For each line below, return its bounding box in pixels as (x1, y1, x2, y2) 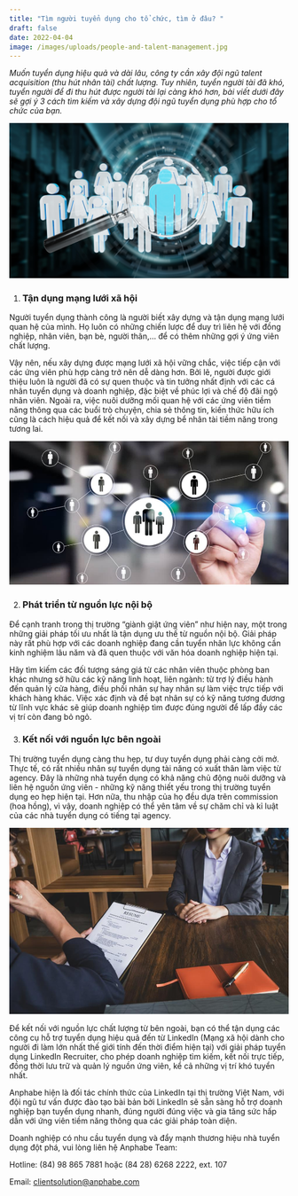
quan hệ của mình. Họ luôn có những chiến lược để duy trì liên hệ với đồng (9, 322, 282, 332)
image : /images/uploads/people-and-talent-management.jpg (9, 43, 228, 51)
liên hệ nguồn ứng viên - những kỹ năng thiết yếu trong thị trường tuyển (9, 781, 271, 793)
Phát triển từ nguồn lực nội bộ (21, 598, 153, 611)
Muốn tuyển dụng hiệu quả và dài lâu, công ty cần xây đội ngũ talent (9, 67, 263, 79)
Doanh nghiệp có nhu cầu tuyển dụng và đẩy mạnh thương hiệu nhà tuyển (9, 1132, 280, 1143)
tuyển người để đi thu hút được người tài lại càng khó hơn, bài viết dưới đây (9, 87, 284, 98)
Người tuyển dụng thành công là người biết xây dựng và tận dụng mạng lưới (9, 312, 285, 323)
